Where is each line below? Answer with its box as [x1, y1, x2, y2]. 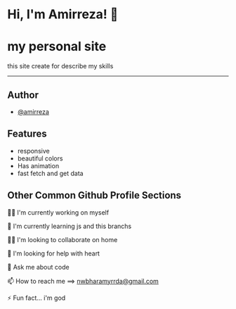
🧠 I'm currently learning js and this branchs [7, 222, 132, 230]
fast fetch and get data [17, 169, 84, 177]
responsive [17, 146, 51, 155]
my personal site [7, 39, 107, 55]
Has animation [17, 161, 60, 170]
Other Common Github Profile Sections [7, 189, 181, 201]
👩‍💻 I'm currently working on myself [7, 208, 110, 217]
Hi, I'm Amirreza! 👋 [7, 6, 119, 23]
